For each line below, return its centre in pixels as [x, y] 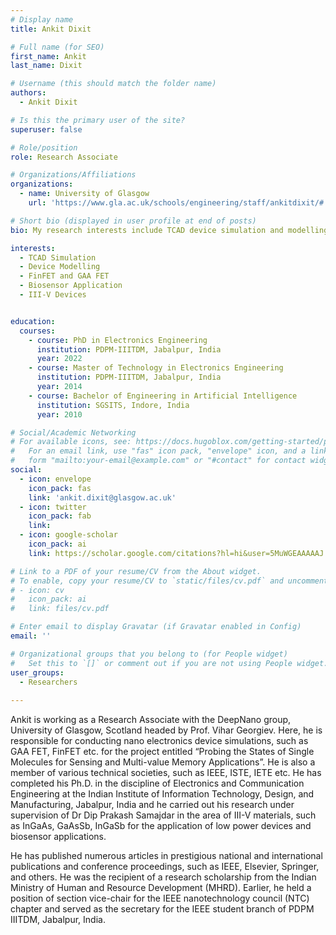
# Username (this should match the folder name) [113, 84]
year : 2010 [59, 414]
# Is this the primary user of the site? [98, 120]
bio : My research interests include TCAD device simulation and [147, 230]
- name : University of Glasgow [84, 194]
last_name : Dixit [46, 66]
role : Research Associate [64, 157]
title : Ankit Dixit [51, 29]
